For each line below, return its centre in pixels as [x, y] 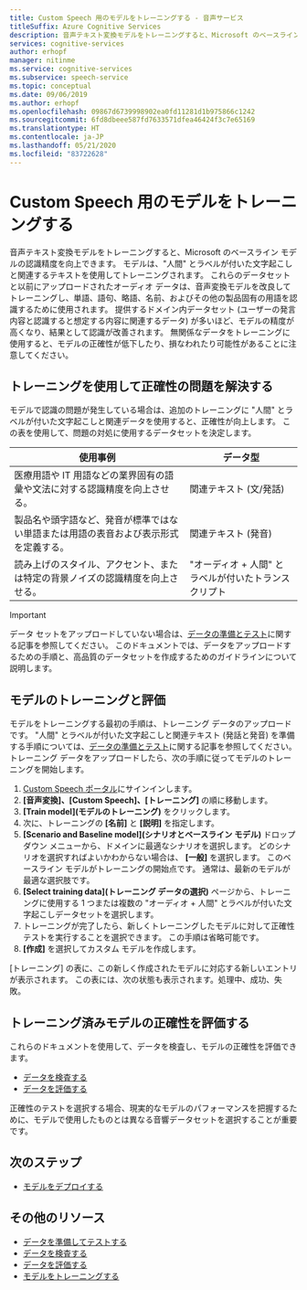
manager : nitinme [42, 60]
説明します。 [33, 668]
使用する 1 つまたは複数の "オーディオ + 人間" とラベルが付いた [166, 903]
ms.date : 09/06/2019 [49, 94]
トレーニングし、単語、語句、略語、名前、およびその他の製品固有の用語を [149, 297]
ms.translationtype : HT [55, 129]
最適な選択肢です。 [58, 880]
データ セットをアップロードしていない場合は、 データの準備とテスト [138, 634]
